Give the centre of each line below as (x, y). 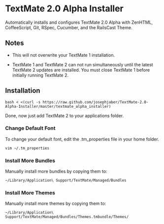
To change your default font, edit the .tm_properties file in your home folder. (82, 139)
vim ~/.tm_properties (27, 148)
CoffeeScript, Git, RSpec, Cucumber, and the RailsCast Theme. (69, 27)
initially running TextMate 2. (40, 75)
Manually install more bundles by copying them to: (56, 172)
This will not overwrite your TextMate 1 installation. (63, 55)
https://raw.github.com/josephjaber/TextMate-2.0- (96, 102)
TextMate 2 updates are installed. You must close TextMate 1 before (81, 70)
